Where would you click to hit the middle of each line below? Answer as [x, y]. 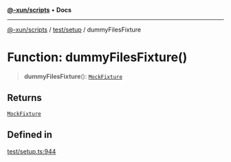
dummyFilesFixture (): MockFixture [73, 76]
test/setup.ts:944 [32, 151]
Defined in [30, 135]
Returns [25, 98]
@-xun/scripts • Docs [40, 10]
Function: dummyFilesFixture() [97, 57]
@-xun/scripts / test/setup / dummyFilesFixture [74, 30]
